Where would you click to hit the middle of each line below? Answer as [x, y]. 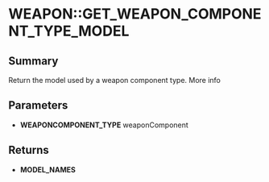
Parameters [38, 105]
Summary [33, 61]
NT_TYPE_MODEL [69, 31]
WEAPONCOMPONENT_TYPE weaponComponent [104, 125]
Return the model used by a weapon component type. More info [115, 80]
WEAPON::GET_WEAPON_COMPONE [135, 14]
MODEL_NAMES [48, 169]
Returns [29, 150]
